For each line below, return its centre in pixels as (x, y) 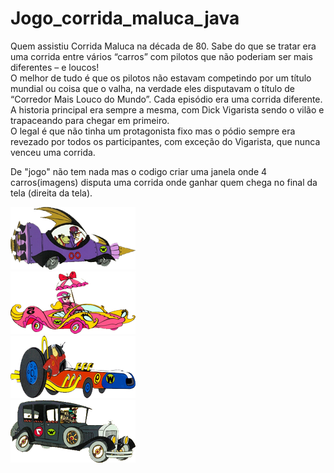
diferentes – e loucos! (55, 67)
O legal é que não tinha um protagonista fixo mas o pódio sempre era (153, 131)
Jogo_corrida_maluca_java (125, 18)
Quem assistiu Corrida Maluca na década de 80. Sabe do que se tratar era (163, 46)
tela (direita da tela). (51, 193)
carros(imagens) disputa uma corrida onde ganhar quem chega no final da (164, 182)
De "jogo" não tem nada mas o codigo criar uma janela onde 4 (139, 171)
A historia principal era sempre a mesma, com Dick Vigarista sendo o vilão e (167, 109)
